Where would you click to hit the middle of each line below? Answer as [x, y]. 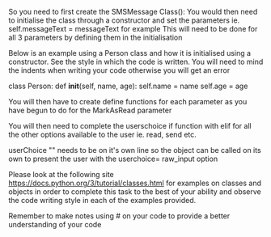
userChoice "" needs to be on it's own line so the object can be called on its [135, 150]
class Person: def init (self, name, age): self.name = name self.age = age [128, 86]
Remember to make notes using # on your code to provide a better [119, 216]
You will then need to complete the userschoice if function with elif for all [130, 126]
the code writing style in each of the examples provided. [102, 200]
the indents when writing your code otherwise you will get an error [119, 70]
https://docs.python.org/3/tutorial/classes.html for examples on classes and [135, 183]
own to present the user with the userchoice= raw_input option [113, 159]
